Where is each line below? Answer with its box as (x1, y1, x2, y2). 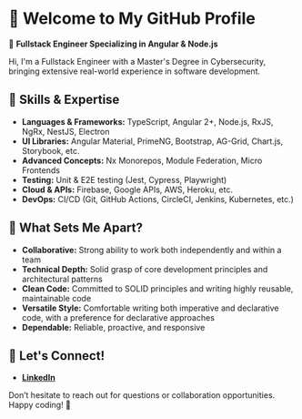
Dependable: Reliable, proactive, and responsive (21, 322, 206, 332)
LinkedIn (21, 373, 55, 383)
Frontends (21, 164, 61, 176)
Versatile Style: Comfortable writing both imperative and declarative (21, 302, 279, 313)
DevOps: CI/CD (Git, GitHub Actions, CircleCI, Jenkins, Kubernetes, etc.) (21, 193, 295, 204)
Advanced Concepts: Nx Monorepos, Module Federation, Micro (21, 155, 263, 166)
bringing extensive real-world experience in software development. (8, 66, 261, 77)
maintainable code (21, 292, 92, 303)
